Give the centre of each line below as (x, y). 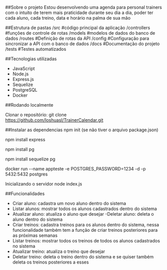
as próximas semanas (35, 235)
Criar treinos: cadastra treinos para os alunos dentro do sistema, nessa (86, 225)
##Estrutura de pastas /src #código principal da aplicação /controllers (78, 28)
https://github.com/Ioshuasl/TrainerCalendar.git (54, 120)
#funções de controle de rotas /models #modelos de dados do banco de (80, 33)
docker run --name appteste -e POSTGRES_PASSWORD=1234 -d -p (76, 169)
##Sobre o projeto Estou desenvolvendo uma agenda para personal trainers (83, 7)
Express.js (23, 79)
